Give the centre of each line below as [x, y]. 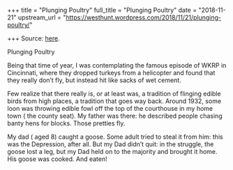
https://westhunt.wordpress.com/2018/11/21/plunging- [144, 17]
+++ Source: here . [34, 38]
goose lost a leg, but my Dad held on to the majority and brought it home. [112, 152]
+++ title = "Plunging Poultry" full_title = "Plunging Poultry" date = [102, 10]
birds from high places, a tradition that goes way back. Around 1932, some [114, 101]
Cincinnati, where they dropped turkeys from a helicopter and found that [111, 73]
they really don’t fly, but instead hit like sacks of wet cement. [94, 80]
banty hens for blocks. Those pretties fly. [66, 123]
